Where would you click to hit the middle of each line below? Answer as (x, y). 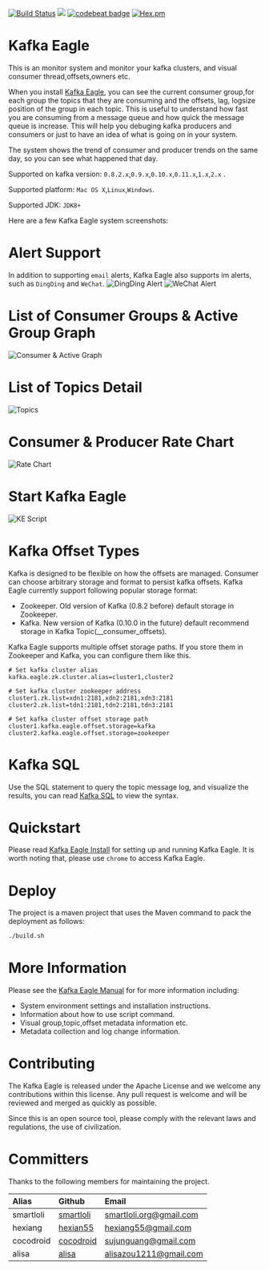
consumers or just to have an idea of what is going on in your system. (123, 134)
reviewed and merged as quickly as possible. (83, 1103)
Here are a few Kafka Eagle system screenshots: (88, 220)
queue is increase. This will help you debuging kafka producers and (120, 126)
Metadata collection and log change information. (100, 1031)
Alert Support (55, 253)
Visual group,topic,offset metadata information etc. (104, 1023)
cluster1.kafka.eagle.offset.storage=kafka (82, 726)
